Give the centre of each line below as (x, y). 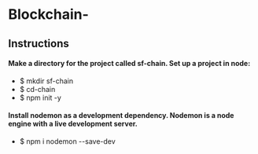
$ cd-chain (37, 89)
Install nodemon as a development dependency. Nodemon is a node (121, 115)
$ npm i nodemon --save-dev (67, 141)
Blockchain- (48, 15)
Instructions (39, 44)
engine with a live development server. (73, 124)
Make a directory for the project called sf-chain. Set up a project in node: (129, 64)
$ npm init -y (40, 97)
